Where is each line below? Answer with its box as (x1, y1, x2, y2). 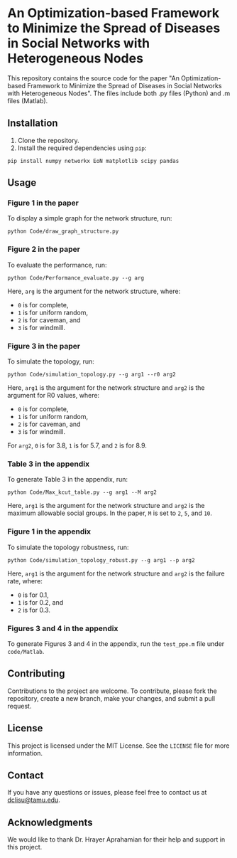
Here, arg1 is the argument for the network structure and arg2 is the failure (7, 569, 225, 578)
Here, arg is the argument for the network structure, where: (7, 287, 181, 295)
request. (7, 701, 32, 710)
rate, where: (7, 576, 43, 585)
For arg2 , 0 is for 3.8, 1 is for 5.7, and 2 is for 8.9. (7, 441, 148, 450)
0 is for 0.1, (17, 590, 50, 599)
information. (7, 748, 43, 757)
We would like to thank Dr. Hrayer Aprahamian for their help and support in (7, 835, 226, 844)
